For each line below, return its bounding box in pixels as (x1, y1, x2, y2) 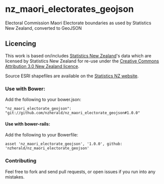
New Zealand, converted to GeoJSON (5, 25, 82, 31)
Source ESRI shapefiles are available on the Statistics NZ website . (5, 73, 139, 79)
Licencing (5, 40, 36, 48)
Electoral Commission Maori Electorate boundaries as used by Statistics (5, 20, 152, 26)
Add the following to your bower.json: (5, 97, 82, 103)
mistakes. (5, 174, 25, 180)
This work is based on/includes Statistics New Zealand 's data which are (5, 53, 152, 59)
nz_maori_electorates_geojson (5, 3, 134, 15)
